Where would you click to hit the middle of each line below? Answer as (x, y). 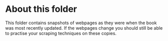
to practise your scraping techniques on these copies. (61, 33)
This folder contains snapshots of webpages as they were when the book (81, 23)
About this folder (41, 9)
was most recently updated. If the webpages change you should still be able (84, 28)
